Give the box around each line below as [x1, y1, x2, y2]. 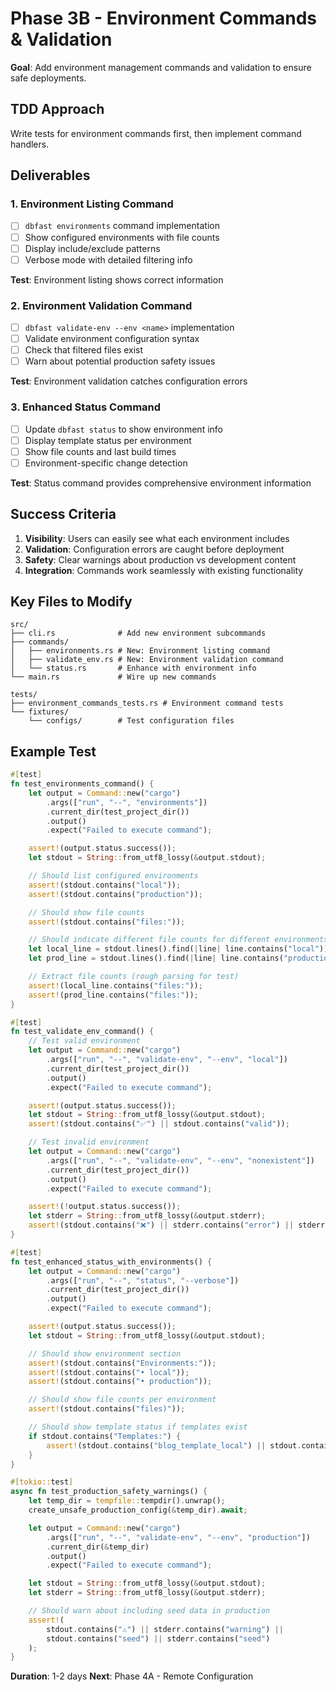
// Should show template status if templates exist [28, 1422, 248, 1432]
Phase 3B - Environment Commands [10, 7, 317, 30]
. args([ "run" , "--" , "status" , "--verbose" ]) [46, 1275, 240, 1286]
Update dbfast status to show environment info [24, 423, 223, 435]
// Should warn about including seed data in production [28, 1606, 271, 1616]
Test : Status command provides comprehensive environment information [10, 477, 312, 489]
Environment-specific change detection [24, 457, 188, 469]
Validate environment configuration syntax [24, 333, 200, 345]
